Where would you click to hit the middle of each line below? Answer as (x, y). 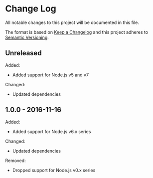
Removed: (15, 161)
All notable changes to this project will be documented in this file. (72, 22)
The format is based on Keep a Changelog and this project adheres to (77, 32)
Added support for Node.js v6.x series (52, 131)
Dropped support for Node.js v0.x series (54, 170)
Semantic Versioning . (27, 37)
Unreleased (24, 53)
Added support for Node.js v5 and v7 (50, 75)
